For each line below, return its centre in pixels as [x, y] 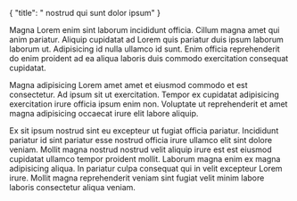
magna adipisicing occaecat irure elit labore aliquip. [104, 113]
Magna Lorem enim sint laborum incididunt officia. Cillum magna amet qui [144, 30]
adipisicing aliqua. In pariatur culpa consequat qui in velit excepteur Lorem [146, 169]
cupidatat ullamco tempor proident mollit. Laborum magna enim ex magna [145, 159]
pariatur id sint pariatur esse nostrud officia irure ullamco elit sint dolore [141, 140]
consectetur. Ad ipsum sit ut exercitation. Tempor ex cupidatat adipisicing [144, 94]
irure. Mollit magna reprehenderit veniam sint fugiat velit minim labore [137, 178]
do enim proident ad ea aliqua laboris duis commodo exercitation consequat [149, 58]
